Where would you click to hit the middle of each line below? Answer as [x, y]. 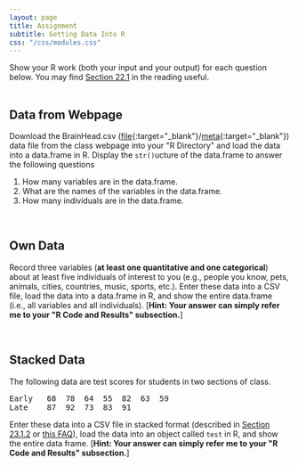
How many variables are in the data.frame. [100, 182]
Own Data [37, 246]
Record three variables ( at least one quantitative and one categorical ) [139, 267]
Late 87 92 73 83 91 [70, 407]
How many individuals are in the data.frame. [103, 200]
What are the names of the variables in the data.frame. [122, 192]
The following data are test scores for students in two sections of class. [140, 381]
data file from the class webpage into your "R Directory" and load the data [145, 146]
